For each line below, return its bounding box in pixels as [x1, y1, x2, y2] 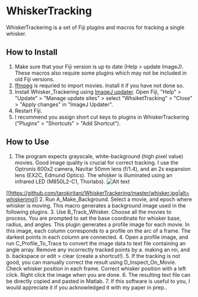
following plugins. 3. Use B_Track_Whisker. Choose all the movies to [6, 208, 172, 215]
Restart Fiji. [14, 107, 43, 114]
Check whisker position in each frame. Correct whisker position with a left [6, 265, 186, 272]
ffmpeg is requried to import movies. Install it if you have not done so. [14, 82, 184, 89]
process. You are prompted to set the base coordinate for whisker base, [6, 215, 181, 222]
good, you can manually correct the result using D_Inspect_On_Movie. [6, 258, 176, 266]
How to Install [6, 47, 58, 58]
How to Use [6, 137, 50, 147]
